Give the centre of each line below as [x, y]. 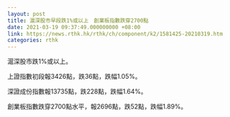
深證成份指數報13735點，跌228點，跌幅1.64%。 [77, 91]
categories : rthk [33, 40]
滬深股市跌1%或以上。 [40, 62]
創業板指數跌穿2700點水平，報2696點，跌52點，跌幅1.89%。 [97, 106]
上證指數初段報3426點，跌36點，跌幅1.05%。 [74, 77]
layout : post [27, 14]
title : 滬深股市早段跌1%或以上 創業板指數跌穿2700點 [78, 21]
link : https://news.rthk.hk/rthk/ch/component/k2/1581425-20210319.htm [115, 34]
